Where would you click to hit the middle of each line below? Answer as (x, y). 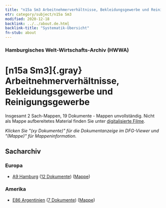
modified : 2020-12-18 (27, 19)
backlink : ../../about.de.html (37, 24)
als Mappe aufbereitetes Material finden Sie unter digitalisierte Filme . (75, 121)
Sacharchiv (23, 152)
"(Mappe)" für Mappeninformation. (41, 136)
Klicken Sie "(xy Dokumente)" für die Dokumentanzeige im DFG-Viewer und (82, 130)
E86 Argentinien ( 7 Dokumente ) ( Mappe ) (54, 200)
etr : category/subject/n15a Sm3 (38, 14)
